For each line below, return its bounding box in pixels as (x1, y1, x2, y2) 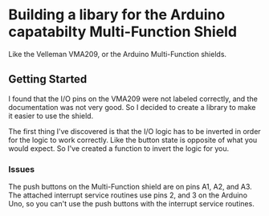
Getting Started (8, 72, 88, 86)
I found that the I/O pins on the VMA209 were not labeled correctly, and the (8, 94, 259, 104)
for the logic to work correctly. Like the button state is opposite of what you (8, 135, 258, 145)
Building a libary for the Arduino (8, 6, 226, 24)
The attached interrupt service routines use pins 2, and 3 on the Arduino (8, 190, 247, 200)
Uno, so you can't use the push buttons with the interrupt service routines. (8, 199, 255, 209)
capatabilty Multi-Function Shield (8, 22, 238, 41)
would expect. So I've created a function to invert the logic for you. (8, 143, 230, 153)
